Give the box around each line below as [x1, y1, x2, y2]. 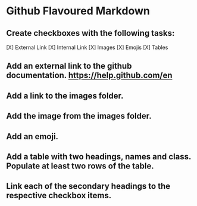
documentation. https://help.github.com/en [6, 70, 173, 81]
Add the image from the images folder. [6, 111, 152, 121]
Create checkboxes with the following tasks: [6, 28, 175, 38]
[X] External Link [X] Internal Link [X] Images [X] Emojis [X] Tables [6, 44, 168, 51]
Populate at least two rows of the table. [6, 161, 155, 171]
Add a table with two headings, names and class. [6, 151, 192, 162]
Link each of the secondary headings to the [6, 181, 171, 192]
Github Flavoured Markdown [6, 4, 150, 18]
